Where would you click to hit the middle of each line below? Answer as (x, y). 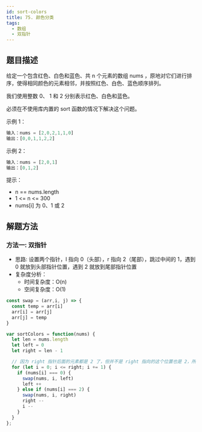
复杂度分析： (31, 274)
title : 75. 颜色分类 (30, 17)
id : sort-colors (26, 12)
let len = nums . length (40, 340)
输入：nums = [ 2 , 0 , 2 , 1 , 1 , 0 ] (40, 133)
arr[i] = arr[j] (32, 312)
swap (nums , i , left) (48, 378)
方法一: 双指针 (26, 245)
